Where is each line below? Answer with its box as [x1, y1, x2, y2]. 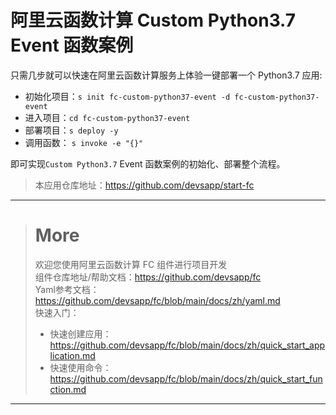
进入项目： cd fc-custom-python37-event [24, 111, 191, 123]
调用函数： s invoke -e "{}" [24, 136, 144, 148]
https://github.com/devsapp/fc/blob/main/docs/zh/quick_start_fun [49, 372, 323, 385]
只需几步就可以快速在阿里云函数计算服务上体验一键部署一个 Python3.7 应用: [10, 69, 323, 81]
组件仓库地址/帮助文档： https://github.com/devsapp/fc [34, 271, 262, 283]
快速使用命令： [49, 361, 112, 373]
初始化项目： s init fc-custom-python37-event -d [24, 90, 231, 102]
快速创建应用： [49, 327, 112, 340]
